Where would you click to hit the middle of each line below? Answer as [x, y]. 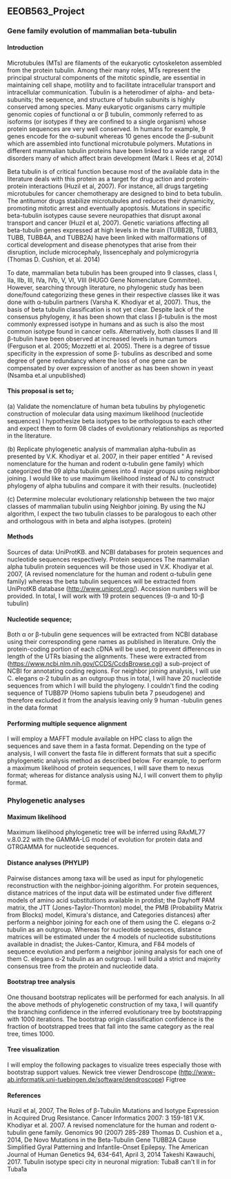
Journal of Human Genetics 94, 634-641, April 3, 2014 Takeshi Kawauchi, [111, 1155]
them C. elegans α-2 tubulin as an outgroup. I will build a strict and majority [114, 958]
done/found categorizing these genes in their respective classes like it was [113, 294]
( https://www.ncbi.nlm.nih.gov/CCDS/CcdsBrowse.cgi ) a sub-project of [109, 664]
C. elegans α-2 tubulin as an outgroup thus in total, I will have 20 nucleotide [114, 678]
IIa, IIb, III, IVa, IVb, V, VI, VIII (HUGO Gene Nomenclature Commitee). [104, 280]
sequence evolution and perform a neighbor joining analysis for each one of [115, 951]
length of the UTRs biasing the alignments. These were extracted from [107, 656]
